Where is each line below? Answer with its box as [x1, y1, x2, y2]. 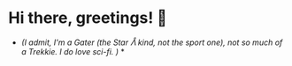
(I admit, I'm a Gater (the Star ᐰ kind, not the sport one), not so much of [20, 37, 283, 48]
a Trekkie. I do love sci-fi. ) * [20, 46, 126, 56]
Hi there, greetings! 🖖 [8, 8, 167, 28]
